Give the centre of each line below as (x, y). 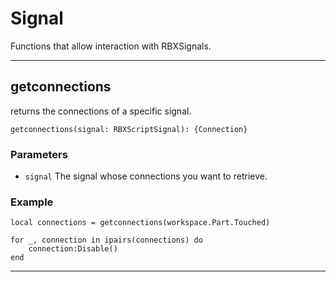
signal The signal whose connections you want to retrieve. (146, 176)
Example (32, 202)
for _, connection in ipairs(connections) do (106, 240)
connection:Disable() (73, 249)
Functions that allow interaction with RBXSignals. (111, 46)
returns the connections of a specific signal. (101, 111)
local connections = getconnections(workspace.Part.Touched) (140, 223)
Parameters (39, 154)
